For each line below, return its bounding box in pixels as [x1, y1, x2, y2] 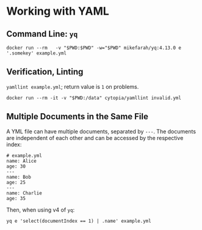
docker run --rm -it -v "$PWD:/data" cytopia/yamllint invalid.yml [6, 95, 182, 101]
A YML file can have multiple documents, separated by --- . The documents [6, 127, 197, 135]
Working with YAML [6, 4, 110, 18]
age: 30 [6, 163, 26, 169]
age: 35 [6, 195, 26, 201]
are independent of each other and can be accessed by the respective [6, 134, 184, 141]
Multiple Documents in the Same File [6, 111, 148, 122]
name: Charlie [6, 190, 43, 196]
